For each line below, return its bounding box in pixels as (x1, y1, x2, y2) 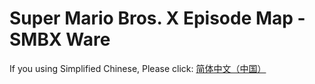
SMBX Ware (9, 28, 111, 51)
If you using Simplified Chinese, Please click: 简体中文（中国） (9, 62, 267, 74)
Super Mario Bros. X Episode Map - (9, 7, 306, 30)
